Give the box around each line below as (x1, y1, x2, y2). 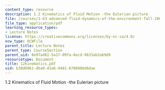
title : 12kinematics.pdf (5, 61, 56, 66)
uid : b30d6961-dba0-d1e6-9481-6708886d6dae (5, 66, 96, 71)
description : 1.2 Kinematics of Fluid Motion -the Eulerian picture (5, 12, 148, 17)
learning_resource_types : (5, 25, 58, 30)
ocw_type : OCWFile (5, 39, 43, 44)
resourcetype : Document (5, 57, 54, 62)
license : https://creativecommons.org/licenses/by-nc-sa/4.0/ (5, 35, 135, 39)
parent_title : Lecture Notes (5, 43, 65, 48)
